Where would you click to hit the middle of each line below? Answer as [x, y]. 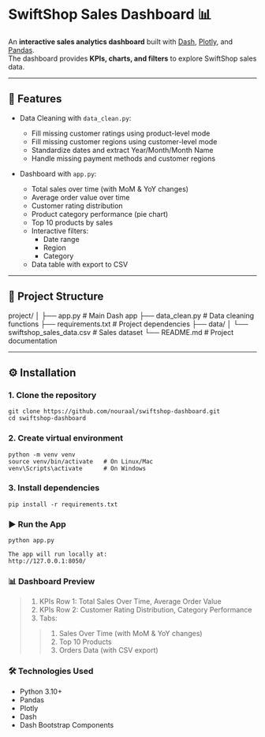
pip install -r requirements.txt [63, 504]
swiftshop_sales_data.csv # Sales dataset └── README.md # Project [121, 332]
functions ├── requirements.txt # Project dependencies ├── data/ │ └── [128, 324]
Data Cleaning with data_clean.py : [75, 117]
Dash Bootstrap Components [67, 724]
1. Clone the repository [52, 395]
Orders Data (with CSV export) [109, 650]
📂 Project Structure [56, 297]
